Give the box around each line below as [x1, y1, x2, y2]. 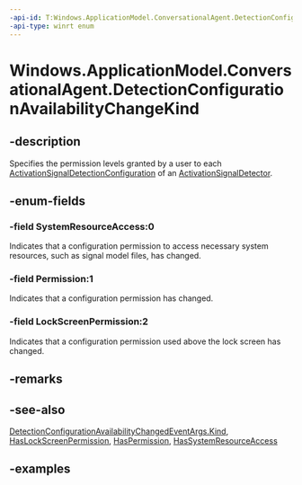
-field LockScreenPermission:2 [9, 315, 148, 328]
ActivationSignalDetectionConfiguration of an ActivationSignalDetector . [9, 167, 273, 178]
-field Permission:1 [9, 273, 93, 286]
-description [9, 134, 81, 149]
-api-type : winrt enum [9, 22, 94, 31]
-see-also [9, 401, 66, 418]
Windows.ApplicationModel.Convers [9, 60, 292, 81]
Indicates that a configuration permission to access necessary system [9, 241, 269, 251]
